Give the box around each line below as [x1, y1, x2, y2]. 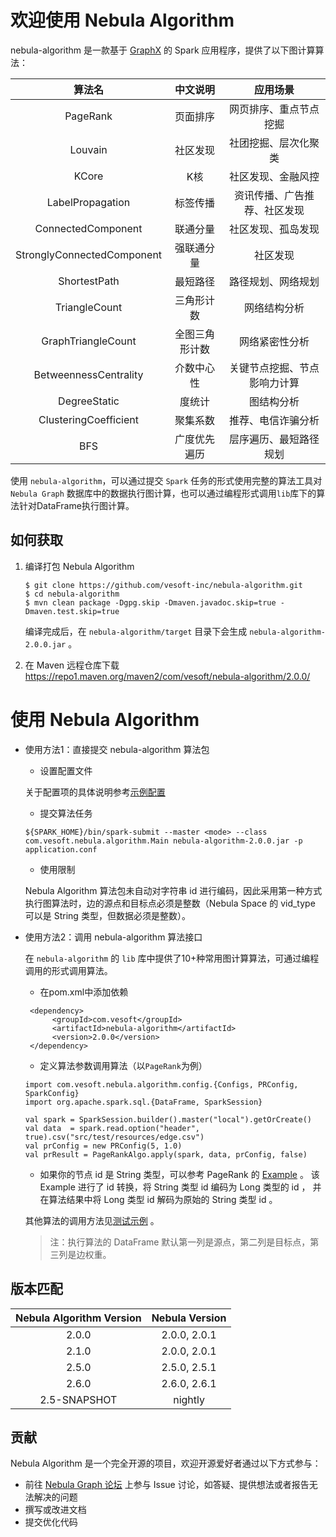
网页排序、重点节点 [229, 102, 320, 116]
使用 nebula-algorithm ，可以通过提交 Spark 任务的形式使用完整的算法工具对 [10, 474, 323, 486]
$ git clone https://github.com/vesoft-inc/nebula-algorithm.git [24, 580, 303, 590]
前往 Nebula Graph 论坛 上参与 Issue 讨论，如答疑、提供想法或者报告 [24, 1479, 310, 1491]
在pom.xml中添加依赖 [39, 986, 129, 998]
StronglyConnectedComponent [15, 247, 163, 261]
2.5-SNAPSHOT [39, 1392, 118, 1406]
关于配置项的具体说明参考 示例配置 [24, 786, 166, 798]
